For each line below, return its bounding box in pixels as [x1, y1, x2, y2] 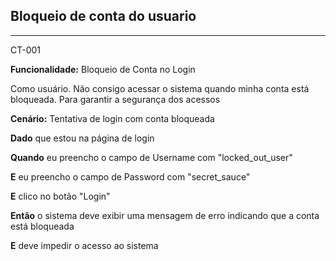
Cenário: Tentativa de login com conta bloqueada [10, 112, 215, 124]
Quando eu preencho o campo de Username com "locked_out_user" [10, 151, 293, 163]
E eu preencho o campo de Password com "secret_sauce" [10, 170, 251, 183]
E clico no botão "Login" [10, 190, 111, 202]
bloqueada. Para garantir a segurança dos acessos [10, 93, 221, 105]
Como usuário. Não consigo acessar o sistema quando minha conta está [10, 82, 310, 94]
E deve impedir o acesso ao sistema [10, 239, 159, 251]
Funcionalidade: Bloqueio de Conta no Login [10, 63, 196, 75]
